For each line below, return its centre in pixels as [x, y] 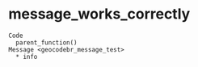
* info [27, 57]
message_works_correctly [99, 14]
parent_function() [47, 42]
